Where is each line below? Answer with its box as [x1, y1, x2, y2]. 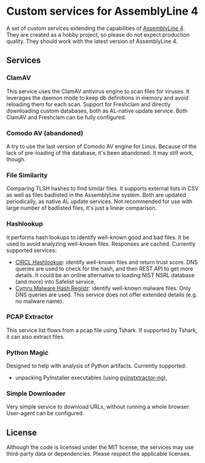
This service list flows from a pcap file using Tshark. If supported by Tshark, [6, 326, 198, 334]
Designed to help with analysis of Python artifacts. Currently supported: [6, 362, 187, 369]
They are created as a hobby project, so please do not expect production [6, 31, 190, 38]
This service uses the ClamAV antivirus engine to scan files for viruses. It [6, 87, 190, 95]
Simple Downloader [6, 390, 66, 398]
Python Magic [6, 348, 49, 357]
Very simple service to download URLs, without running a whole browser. [6, 403, 190, 410]
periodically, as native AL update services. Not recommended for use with [6, 198, 193, 206]
